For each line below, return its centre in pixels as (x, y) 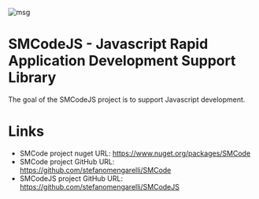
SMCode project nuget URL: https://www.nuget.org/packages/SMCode (135, 153)
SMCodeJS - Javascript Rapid (108, 44)
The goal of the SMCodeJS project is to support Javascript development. (127, 99)
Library (32, 78)
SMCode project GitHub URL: (67, 161)
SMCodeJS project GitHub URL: (71, 178)
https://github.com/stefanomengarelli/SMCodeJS (99, 186)
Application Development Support (122, 61)
